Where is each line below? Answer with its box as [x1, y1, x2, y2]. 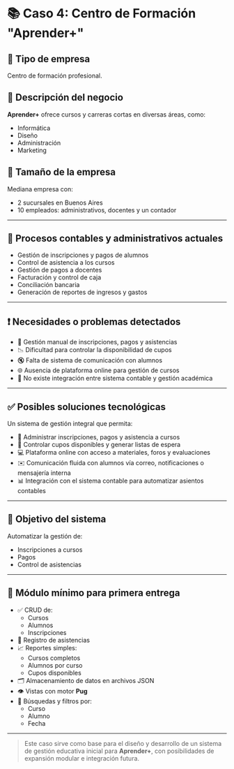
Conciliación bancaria [17, 281, 80, 289]
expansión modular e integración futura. [24, 754, 140, 762]
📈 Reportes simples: [17, 643, 77, 652]
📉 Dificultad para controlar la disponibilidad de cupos [17, 346, 172, 354]
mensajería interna [17, 469, 71, 477]
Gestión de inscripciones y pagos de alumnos [17, 251, 149, 259]
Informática [17, 124, 51, 132]
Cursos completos [27, 654, 81, 662]
